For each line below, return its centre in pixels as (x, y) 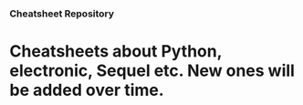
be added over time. (87, 90)
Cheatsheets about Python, (115, 52)
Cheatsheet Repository (62, 14)
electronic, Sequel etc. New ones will (152, 71)
